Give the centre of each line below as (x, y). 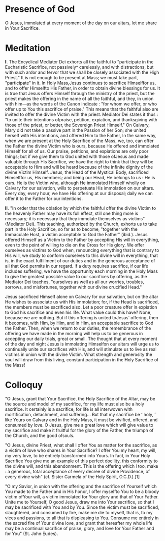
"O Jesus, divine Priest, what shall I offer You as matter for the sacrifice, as (81, 445)
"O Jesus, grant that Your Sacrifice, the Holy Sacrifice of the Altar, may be (80, 398)
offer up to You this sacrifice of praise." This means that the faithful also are (82, 109)
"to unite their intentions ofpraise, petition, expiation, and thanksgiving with (81, 119)
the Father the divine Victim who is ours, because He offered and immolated (82, 146)
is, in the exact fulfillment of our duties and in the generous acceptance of (80, 260)
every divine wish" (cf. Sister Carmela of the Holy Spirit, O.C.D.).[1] (72, 477)
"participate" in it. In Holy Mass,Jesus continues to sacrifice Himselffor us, (81, 83)
